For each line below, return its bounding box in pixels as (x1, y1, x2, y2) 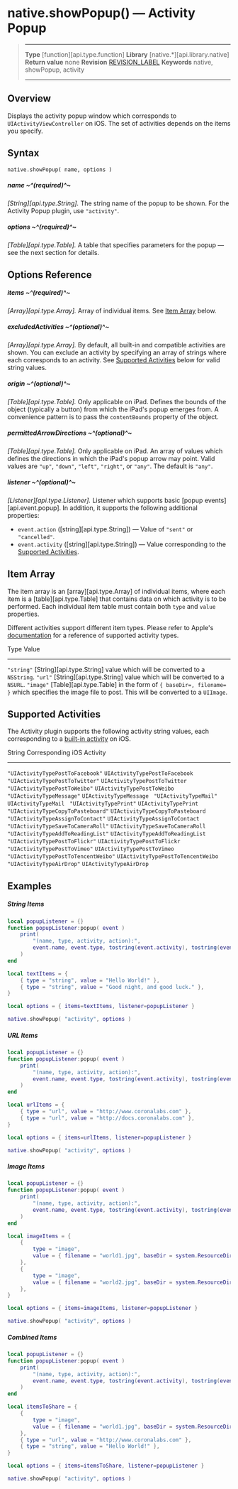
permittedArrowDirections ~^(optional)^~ (7, 428, 132, 438)
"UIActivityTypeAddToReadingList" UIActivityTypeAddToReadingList (7, 830, 206, 838)
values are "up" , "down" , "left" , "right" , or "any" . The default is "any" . (7, 462, 213, 470)
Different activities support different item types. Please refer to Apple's (7, 623, 214, 632)
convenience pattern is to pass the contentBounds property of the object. (7, 412, 220, 421)
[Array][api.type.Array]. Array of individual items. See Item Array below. (7, 306, 217, 315)
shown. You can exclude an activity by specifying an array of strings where (7, 348, 227, 357)
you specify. (7, 126, 44, 135)
